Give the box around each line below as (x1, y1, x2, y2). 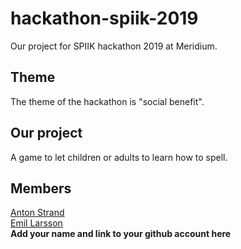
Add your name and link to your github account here (10, 228, 232, 240)
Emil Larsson (10, 217, 63, 229)
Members (10, 180, 72, 197)
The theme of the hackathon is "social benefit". (10, 95, 205, 107)
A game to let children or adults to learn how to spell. (10, 151, 228, 163)
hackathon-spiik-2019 (10, 7, 199, 30)
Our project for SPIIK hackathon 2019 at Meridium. (10, 40, 218, 52)
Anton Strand (10, 207, 65, 219)
